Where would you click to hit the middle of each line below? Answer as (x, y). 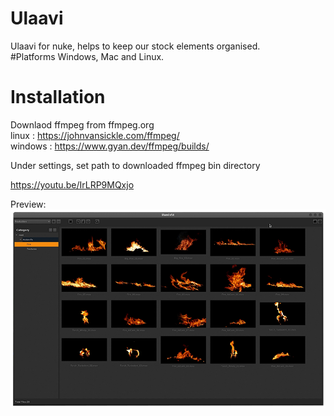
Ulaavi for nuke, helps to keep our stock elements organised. (135, 46)
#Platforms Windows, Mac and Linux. (87, 56)
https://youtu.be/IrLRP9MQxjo (72, 184)
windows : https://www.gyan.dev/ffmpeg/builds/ (110, 146)
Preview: (28, 204)
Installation (58, 97)
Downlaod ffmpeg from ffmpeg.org (82, 124)
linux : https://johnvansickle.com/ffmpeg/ (95, 135)
